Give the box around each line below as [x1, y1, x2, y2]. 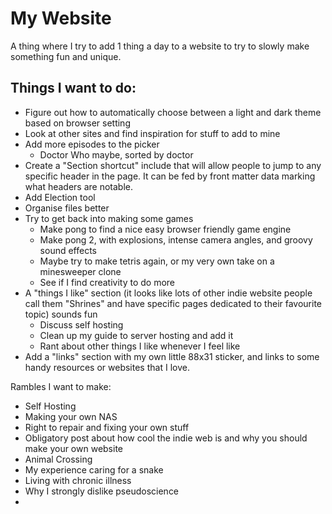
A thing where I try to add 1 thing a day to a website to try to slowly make [10, 40, 310, 52]
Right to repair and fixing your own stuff [24, 421, 190, 433]
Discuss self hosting [39, 318, 124, 331]
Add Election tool [24, 191, 96, 203]
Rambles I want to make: [10, 380, 112, 392]
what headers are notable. [24, 180, 134, 192]
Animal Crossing [24, 453, 93, 465]
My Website [10, 7, 112, 30]
